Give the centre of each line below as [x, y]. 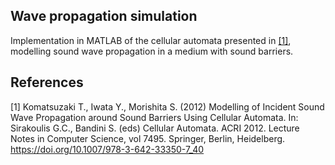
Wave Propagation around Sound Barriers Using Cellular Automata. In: [154, 117]
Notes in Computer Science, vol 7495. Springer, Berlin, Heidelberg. [148, 138]
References [47, 82]
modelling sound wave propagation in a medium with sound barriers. [152, 51]
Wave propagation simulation [104, 16]
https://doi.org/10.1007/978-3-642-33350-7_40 [107, 149]
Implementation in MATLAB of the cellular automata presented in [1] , [151, 40]
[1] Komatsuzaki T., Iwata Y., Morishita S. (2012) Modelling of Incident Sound [167, 106]
